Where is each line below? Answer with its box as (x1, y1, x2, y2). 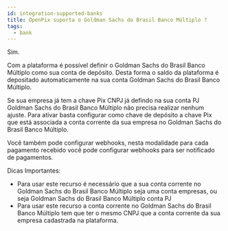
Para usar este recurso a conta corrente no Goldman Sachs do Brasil (16, 202, 212, 210)
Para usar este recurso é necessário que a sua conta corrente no (16, 180, 201, 189)
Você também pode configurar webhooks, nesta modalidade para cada (7, 138, 209, 147)
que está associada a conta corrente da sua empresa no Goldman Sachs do (7, 118, 222, 127)
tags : (7, 23, 23, 29)
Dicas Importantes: (7, 167, 61, 175)
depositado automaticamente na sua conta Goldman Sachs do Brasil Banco (7, 76, 220, 84)
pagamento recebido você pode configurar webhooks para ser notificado (7, 146, 215, 154)
